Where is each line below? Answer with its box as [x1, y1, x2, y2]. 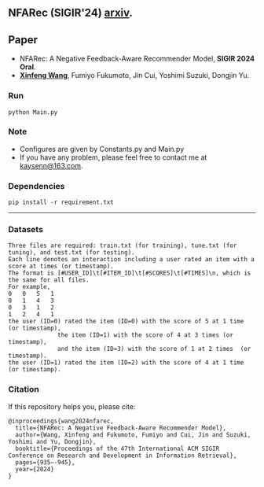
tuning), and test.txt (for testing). [8, 249, 135, 256]
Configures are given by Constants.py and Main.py [19, 144, 185, 153]
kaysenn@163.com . [19, 160, 84, 170]
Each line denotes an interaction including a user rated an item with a [8, 256, 255, 264]
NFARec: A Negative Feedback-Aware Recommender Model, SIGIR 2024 [19, 54, 255, 64]
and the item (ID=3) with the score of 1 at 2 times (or [57, 345, 251, 353]
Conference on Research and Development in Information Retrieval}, [8, 452, 237, 459]
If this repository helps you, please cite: [8, 401, 136, 411]
